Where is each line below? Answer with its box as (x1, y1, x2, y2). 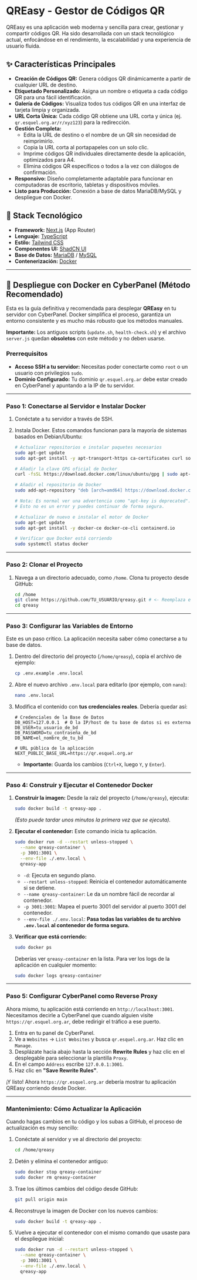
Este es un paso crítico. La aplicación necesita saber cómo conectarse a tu (6, 635, 188, 642)
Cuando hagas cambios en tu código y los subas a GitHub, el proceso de (6, 1118, 182, 1125)
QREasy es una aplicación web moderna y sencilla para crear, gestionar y (6, 24, 184, 31)
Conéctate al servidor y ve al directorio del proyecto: (14, 1136, 142, 1143)
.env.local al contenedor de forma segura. (23, 921, 130, 928)
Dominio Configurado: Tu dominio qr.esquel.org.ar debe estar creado (14, 375, 188, 383)
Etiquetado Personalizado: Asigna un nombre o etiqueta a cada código (14, 87, 188, 95)
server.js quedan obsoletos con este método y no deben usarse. (6, 335, 166, 342)
